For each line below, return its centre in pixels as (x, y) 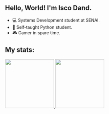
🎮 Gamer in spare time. (36, 33)
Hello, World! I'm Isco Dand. (48, 8)
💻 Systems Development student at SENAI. (56, 20)
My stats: (20, 50)
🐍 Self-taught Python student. (42, 27)
